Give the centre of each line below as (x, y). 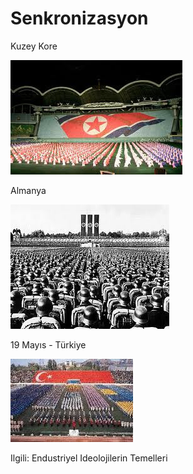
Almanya (28, 190)
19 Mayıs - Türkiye (48, 344)
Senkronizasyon (79, 18)
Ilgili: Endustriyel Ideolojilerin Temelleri (89, 458)
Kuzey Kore (34, 46)
